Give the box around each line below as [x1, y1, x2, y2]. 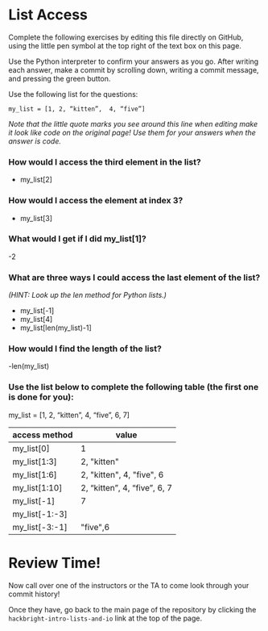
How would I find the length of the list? [8, 343, 163, 354]
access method [12, 429, 73, 441]
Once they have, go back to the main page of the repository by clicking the [8, 604, 257, 614]
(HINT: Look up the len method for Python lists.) [8, 290, 167, 300]
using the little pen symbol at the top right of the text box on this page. [8, 40, 241, 50]
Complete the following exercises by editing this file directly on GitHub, [8, 32, 244, 42]
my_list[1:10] [12, 482, 63, 493]
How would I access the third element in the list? [8, 156, 201, 167]
